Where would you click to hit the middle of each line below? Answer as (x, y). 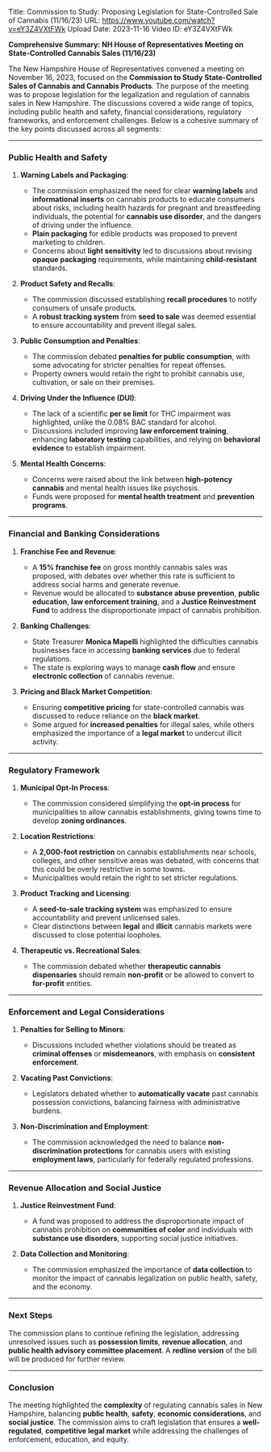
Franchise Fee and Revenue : (68, 551)
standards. (50, 268)
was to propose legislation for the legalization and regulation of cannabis (129, 95)
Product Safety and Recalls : (67, 284)
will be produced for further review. (67, 1359)
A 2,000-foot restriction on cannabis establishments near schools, (144, 852)
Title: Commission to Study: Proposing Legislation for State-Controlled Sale (133, 12)
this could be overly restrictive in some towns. (108, 869)
